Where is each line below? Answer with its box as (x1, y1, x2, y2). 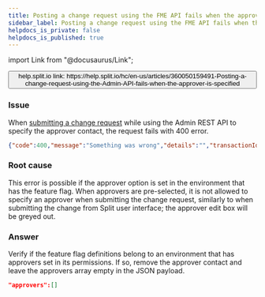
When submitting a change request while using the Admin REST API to (8, 118, 237, 127)
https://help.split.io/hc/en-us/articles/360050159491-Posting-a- (66, 72, 247, 81)
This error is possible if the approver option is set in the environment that (8, 178, 245, 187)
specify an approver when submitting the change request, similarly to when (8, 194, 254, 204)
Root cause (8, 160, 53, 171)
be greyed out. (8, 211, 56, 221)
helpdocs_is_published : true (8, 33, 104, 42)
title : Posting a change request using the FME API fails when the (8, 11, 235, 20)
